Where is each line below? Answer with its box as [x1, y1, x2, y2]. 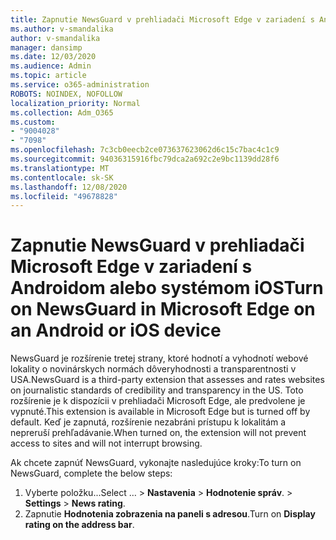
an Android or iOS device [10, 319, 222, 342]
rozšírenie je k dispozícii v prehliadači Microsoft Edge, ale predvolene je [10, 395, 306, 407]
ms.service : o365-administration [10, 80, 150, 90]
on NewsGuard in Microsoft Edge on [10, 298, 316, 321]
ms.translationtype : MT [10, 163, 110, 173]
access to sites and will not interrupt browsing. [10, 437, 203, 450]
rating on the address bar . [24, 519, 135, 531]
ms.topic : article [10, 71, 87, 81]
